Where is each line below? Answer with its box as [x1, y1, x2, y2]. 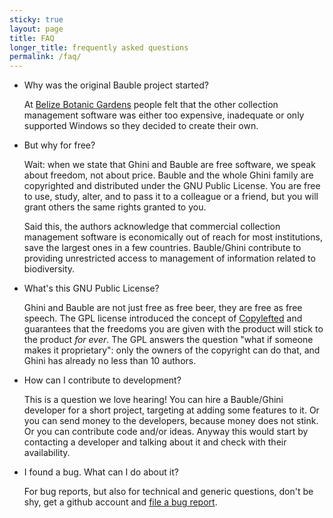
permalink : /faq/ [9, 52, 82, 62]
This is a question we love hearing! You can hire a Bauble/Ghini [23, 394, 284, 406]
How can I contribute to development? [23, 374, 182, 386]
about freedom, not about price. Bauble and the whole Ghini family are [23, 169, 314, 181]
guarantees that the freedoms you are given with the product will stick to [23, 323, 324, 335]
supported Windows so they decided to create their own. [23, 120, 259, 132]
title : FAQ [9, 33, 55, 43]
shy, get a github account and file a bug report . [23, 496, 218, 508]
